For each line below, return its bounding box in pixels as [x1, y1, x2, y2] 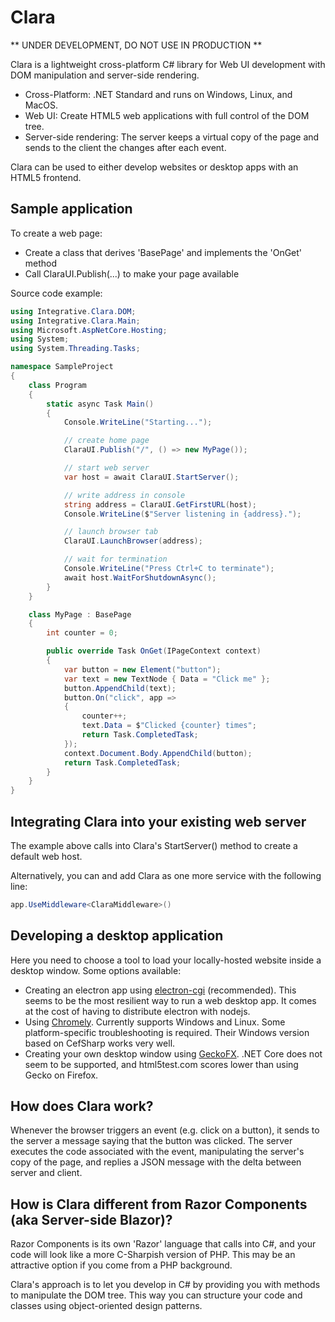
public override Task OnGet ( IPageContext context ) [46, 646, 262, 656]
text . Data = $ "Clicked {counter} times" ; [81, 721, 257, 731]
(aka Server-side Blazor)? [10, 1211, 173, 1228]
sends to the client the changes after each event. [24, 141, 227, 153]
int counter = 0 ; [46, 628, 118, 638]
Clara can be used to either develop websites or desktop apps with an [10, 161, 299, 173]
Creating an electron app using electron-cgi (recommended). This [24, 984, 297, 996]
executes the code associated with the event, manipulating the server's [10, 1146, 305, 1158]
